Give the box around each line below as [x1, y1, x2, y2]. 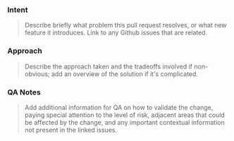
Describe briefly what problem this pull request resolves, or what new [24, 21, 227, 30]
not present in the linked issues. [24, 125, 118, 134]
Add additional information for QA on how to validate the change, [24, 103, 214, 111]
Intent [7, 5, 28, 15]
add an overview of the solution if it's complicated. [51, 69, 199, 78]
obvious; [24, 69, 51, 78]
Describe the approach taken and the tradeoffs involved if [24, 62, 192, 70]
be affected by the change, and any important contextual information [24, 118, 225, 126]
